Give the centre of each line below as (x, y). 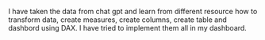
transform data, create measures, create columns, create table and (118, 20)
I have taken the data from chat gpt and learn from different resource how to (133, 11)
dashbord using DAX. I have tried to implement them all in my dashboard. (128, 28)
